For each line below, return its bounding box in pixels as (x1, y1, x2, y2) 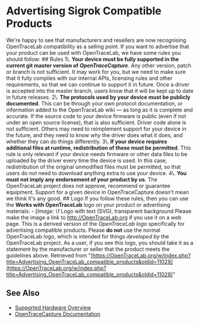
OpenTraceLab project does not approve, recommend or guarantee (6, 182, 170, 189)
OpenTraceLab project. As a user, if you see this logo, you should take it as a (6, 239, 194, 246)
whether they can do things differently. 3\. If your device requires (6, 138, 168, 145)
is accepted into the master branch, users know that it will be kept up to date (6, 87, 194, 94)
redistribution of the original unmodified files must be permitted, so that (6, 163, 181, 170)
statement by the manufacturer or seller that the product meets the (6, 246, 170, 253)
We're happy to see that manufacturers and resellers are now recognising (6, 36, 187, 44)
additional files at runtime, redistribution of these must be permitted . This (6, 144, 191, 151)
